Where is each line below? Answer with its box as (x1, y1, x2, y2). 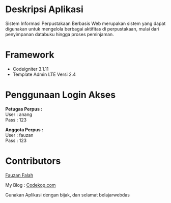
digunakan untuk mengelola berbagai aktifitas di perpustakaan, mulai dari (5, 25, 159, 32)
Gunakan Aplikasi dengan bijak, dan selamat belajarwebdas (5, 192, 130, 198)
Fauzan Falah (5, 172, 34, 178)
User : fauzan (5, 132, 34, 138)
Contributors (5, 155, 61, 166)
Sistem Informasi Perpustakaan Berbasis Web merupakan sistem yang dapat (5, 20, 166, 26)
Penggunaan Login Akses (5, 89, 116, 101)
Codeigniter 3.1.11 (12, 66, 49, 72)
